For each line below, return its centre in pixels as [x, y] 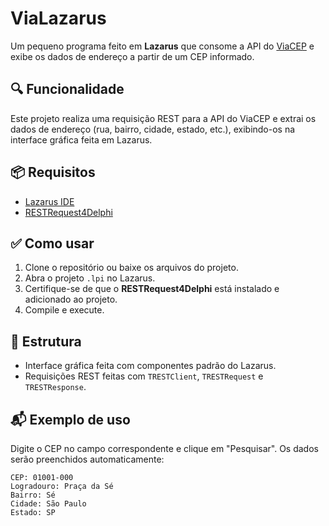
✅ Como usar [52, 243]
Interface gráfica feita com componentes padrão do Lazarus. [150, 366]
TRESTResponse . [55, 387]
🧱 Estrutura [46, 341]
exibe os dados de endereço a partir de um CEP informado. [132, 56]
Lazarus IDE [49, 201]
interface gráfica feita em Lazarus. [81, 139]
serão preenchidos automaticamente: [87, 459]
